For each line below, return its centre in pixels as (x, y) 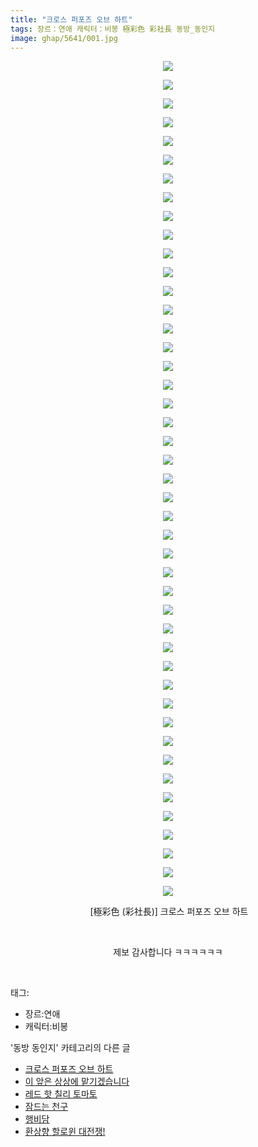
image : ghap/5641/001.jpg (64, 38)
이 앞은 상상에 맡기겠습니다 (77, 1082)
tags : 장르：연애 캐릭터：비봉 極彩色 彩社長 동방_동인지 (113, 29)
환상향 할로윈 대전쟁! (65, 1132)
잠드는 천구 (46, 1107)
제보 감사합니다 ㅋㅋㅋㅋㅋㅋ (168, 952)
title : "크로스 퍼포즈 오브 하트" (71, 19)
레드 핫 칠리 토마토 (61, 1094)
